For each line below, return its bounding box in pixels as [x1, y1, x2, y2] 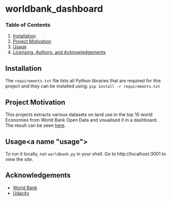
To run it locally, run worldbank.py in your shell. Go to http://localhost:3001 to [5, 150, 166, 157]
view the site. [5, 156, 33, 162]
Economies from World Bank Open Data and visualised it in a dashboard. [5, 117, 158, 123]
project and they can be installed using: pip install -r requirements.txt [5, 83, 160, 90]
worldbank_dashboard [5, 3, 103, 15]
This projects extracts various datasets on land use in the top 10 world [5, 111, 153, 118]
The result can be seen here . [5, 122, 66, 128]
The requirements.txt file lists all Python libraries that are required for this [5, 78, 161, 84]
